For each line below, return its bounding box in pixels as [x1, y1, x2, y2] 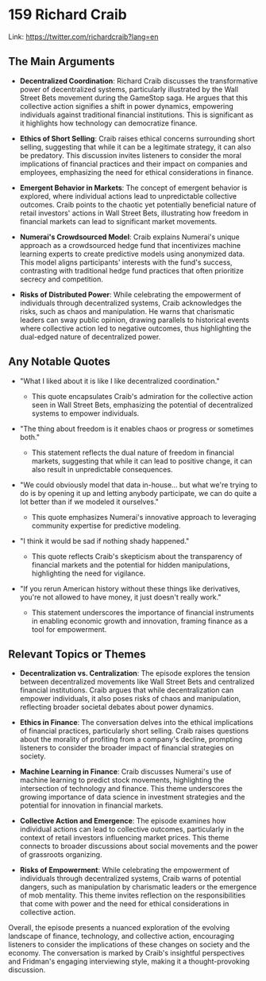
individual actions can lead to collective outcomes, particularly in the [19, 824, 245, 834]
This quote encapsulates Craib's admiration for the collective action [31, 391, 253, 401]
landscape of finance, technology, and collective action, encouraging [8, 932, 235, 941]
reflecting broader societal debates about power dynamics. [19, 702, 214, 712]
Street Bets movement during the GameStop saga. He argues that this [19, 93, 249, 103]
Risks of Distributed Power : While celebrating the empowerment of [19, 289, 241, 299]
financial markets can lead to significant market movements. [19, 216, 218, 226]
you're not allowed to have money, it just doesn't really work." [19, 592, 222, 602]
